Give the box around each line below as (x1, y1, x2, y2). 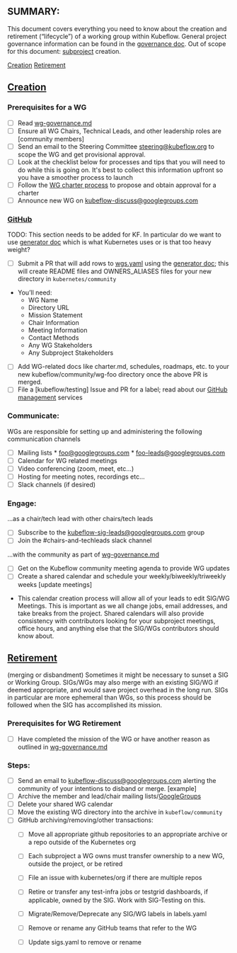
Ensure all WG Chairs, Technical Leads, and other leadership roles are (17, 127, 221, 135)
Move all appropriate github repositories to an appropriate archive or (28, 830, 228, 838)
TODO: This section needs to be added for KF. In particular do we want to (7, 230, 221, 239)
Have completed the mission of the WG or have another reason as (17, 734, 210, 743)
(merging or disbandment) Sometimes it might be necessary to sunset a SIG (7, 670, 229, 679)
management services (17, 393, 83, 402)
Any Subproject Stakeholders (28, 348, 114, 357)
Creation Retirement (7, 60, 66, 69)
